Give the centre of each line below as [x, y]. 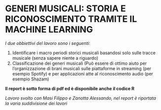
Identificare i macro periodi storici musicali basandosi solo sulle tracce [84, 53]
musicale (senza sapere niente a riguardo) [55, 58]
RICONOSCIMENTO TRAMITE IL [71, 19]
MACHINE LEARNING [49, 30]
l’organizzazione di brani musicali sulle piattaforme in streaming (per [82, 68]
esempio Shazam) [31, 79]
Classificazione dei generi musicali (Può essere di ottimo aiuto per [80, 63]
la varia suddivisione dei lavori [36, 103]
